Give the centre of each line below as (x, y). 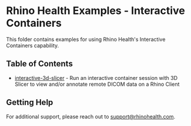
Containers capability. (33, 45)
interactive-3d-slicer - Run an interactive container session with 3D (96, 78)
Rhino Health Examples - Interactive (95, 11)
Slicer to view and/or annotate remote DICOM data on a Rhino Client (97, 84)
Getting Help (30, 102)
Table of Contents (40, 64)
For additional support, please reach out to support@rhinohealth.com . (91, 116)
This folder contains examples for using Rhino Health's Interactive (86, 39)
